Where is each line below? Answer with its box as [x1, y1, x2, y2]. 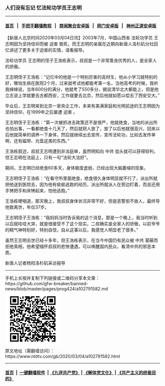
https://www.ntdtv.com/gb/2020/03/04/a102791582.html [5, 353, 120, 359]
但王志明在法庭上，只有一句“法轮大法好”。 [5, 154, 91, 160]
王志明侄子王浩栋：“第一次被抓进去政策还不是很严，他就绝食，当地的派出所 [5, 119, 158, 125]
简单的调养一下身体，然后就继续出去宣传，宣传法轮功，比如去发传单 [18, 132, 156, 138]
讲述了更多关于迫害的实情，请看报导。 [9, 47, 87, 53]
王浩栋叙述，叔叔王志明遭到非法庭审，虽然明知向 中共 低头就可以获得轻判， [5, 148, 158, 154]
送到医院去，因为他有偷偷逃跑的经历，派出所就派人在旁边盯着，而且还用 [13, 181, 160, 187]
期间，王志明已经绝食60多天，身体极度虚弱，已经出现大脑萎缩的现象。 [5, 165, 148, 170]
